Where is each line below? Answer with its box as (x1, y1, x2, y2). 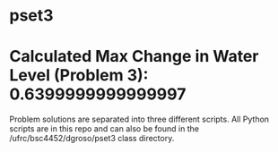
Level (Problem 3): (9, 65, 149, 86)
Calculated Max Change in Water (9, 46, 259, 67)
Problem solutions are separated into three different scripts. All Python (9, 114, 270, 125)
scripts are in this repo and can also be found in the (9, 123, 200, 134)
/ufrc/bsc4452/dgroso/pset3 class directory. (9, 133, 175, 144)
